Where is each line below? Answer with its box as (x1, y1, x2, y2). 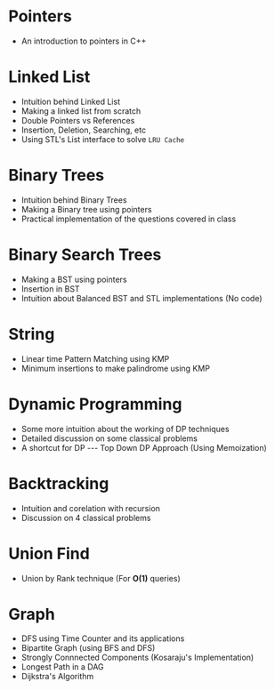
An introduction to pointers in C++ (20, 36, 147, 46)
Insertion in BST (20, 283, 81, 294)
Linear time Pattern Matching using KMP (20, 353, 170, 364)
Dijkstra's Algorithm (20, 671, 94, 682)
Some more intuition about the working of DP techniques (20, 423, 230, 434)
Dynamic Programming (8, 394, 182, 414)
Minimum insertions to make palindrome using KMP (20, 363, 211, 373)
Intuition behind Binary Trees (20, 194, 127, 205)
